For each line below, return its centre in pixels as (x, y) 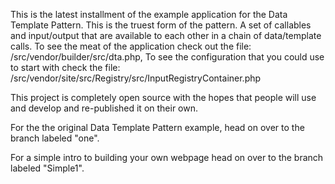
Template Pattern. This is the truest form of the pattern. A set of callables (161, 25)
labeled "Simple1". (47, 168)
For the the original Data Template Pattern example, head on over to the (157, 127)
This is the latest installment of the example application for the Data (149, 14)
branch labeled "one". (55, 138)
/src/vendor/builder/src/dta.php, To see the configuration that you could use (167, 57)
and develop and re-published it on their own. (104, 108)
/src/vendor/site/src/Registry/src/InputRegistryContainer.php (136, 78)
